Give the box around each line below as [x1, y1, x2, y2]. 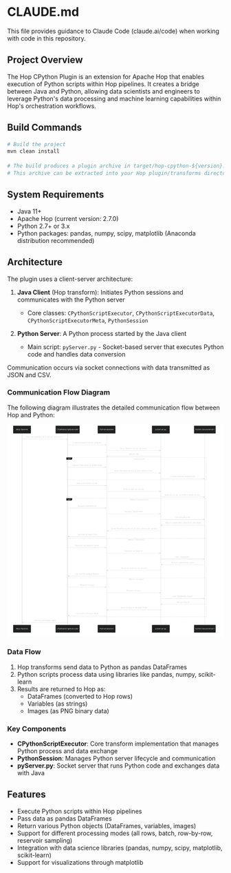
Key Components [7, 724, 67, 733]
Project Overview [7, 54, 83, 66]
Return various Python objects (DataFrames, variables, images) [16, 821, 197, 830]
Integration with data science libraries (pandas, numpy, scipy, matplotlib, [16, 843, 223, 852]
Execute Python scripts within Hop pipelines [16, 807, 142, 815]
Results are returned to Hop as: [16, 684, 106, 693]
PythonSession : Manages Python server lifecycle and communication [16, 754, 216, 762]
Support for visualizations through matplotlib [16, 858, 144, 866]
